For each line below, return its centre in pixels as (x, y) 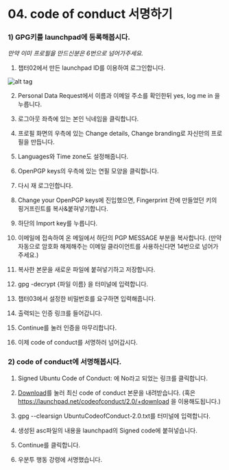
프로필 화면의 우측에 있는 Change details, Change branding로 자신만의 (113, 134)
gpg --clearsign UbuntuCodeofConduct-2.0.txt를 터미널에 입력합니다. (114, 416)
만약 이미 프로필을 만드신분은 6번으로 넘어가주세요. (75, 53)
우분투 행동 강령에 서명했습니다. (60, 459)
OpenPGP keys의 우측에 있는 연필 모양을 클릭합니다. (88, 171)
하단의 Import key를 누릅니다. (58, 223)
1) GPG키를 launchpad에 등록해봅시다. (69, 37)
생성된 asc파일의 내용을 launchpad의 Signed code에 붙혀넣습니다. (107, 430)
